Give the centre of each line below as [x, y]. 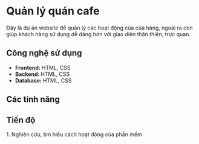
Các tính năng [33, 100]
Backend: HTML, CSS [42, 74]
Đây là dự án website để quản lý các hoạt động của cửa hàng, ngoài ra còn [100, 28]
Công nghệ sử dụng [44, 53]
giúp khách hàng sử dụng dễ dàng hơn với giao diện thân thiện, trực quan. [98, 34]
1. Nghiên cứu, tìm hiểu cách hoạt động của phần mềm [74, 134]
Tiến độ [21, 120]
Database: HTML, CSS [43, 80]
